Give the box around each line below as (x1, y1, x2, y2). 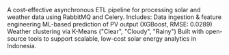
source (7, 35, 27, 43)
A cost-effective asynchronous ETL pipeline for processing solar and (7, 6, 201, 14)
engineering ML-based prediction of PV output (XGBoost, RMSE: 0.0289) (7, 20, 213, 28)
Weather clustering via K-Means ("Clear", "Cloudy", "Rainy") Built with (7, 27, 204, 35)
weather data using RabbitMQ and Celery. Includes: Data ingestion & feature (7, 13, 222, 21)
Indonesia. (7, 42, 37, 50)
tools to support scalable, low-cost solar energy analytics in (28, 35, 197, 43)
